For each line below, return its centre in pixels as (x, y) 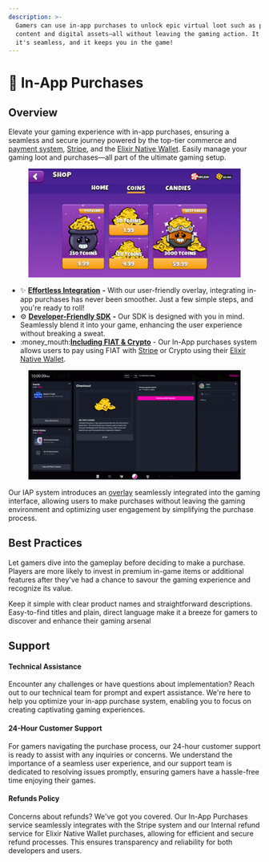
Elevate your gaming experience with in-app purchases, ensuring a (119, 132)
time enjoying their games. (52, 780)
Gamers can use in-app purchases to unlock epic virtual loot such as (136, 25)
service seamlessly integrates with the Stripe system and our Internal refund (134, 825)
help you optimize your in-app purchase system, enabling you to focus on (130, 701)
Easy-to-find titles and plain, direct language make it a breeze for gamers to (133, 612)
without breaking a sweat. (62, 334)
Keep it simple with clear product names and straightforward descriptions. (130, 604)
